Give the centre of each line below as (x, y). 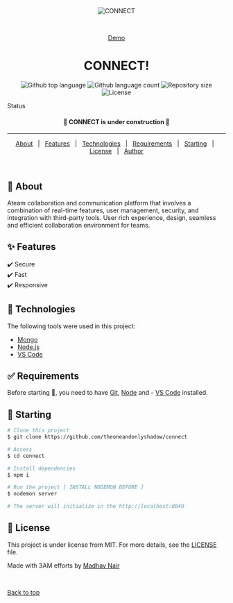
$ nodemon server (32, 494)
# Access (20, 449)
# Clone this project (38, 431)
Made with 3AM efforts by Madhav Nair (63, 566)
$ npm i (18, 475)
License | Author (116, 151)
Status (16, 105)
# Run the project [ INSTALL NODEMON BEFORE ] (76, 487)
